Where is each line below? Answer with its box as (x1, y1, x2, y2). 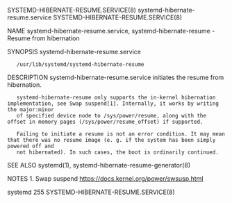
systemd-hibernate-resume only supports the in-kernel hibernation (16, 94, 216, 101)
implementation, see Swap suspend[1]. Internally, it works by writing (7, 100, 219, 107)
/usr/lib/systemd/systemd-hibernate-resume (16, 61, 144, 68)
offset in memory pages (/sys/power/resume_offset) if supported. (7, 118, 204, 125)
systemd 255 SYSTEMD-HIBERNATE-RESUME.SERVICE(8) (7, 188, 175, 196)
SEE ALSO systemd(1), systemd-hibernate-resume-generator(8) (7, 161, 191, 169)
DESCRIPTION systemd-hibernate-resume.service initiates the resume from (7, 73, 224, 81)
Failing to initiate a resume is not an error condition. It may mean (16, 131, 226, 138)
